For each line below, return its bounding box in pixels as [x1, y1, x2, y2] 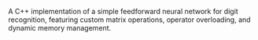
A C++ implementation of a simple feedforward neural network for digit [8, 7, 238, 16]
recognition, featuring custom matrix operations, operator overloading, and [8, 15, 251, 24]
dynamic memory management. [8, 24, 112, 32]
